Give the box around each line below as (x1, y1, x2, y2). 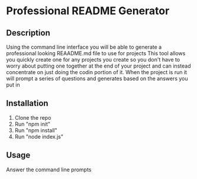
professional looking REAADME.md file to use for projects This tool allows (6, 50, 186, 57)
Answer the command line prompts (6, 166, 92, 173)
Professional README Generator (6, 4, 170, 18)
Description (6, 28, 50, 38)
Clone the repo (14, 114, 51, 121)
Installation (6, 98, 49, 108)
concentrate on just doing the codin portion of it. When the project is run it (6, 69, 188, 75)
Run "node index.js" (14, 133, 64, 140)
